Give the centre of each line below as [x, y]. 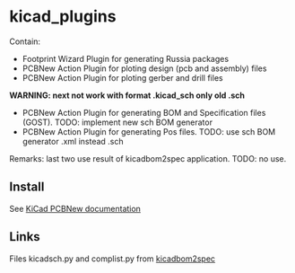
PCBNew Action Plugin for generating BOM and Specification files [144, 112]
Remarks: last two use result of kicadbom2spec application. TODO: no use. [148, 158]
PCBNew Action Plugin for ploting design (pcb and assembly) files [144, 68]
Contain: [25, 41]
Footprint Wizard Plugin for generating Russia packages [126, 58]
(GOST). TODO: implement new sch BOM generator [117, 122]
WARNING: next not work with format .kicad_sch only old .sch [127, 95]
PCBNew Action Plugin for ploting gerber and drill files [122, 77]
